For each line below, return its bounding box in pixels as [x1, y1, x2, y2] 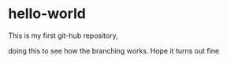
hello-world [8, 5, 87, 23]
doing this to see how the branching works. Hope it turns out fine [8, 46, 220, 55]
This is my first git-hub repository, [8, 31, 118, 40]
